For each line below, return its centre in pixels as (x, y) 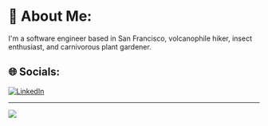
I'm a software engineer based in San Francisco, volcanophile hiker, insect (130, 38)
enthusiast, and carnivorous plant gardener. (80, 46)
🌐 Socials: (34, 72)
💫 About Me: (50, 16)
